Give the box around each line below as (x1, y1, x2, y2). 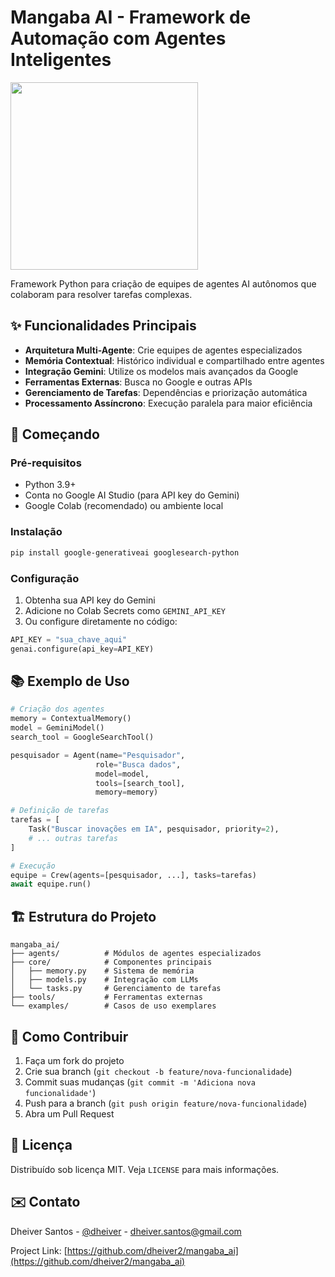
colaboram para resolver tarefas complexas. (10, 288, 193, 300)
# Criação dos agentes (10, 704, 105, 715)
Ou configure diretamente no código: (24, 615, 178, 627)
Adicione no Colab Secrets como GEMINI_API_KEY (24, 604, 226, 616)
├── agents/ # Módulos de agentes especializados (10, 949, 262, 959)
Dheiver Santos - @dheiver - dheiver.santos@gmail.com (10, 1225, 242, 1237)
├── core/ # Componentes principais (10, 957, 213, 968)
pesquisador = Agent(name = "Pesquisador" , (10, 750, 186, 760)
